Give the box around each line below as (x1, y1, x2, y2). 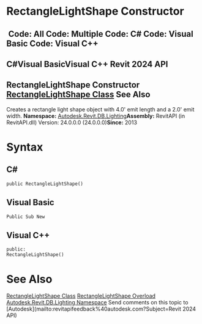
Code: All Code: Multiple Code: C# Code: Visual (8, 29, 194, 39)
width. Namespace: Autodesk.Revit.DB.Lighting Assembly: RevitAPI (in (6, 112, 185, 119)
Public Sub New (6, 213, 45, 220)
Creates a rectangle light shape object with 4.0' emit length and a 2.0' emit (6, 105, 195, 113)
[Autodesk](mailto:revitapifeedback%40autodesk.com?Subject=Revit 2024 (6, 305, 196, 313)
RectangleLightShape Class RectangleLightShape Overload (6, 292, 156, 300)
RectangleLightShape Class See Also (6, 89, 151, 100)
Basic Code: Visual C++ (6, 38, 99, 48)
